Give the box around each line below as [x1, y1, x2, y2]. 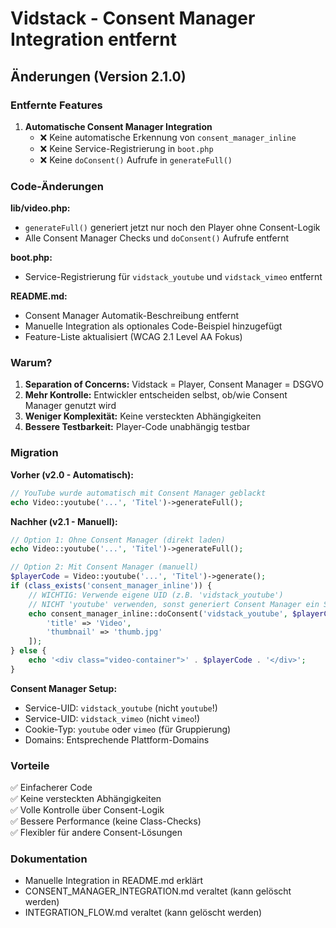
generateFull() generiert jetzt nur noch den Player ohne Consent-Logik [24, 222, 321, 234]
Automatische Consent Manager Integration [24, 120, 213, 132]
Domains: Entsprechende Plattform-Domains [24, 733, 210, 746]
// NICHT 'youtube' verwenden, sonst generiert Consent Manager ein [28, 599, 320, 609]
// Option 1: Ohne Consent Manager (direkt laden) [10, 535, 226, 545]
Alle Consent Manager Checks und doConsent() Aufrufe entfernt [24, 232, 290, 244]
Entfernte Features [10, 98, 103, 112]
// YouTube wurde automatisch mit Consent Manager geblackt [10, 488, 267, 498]
